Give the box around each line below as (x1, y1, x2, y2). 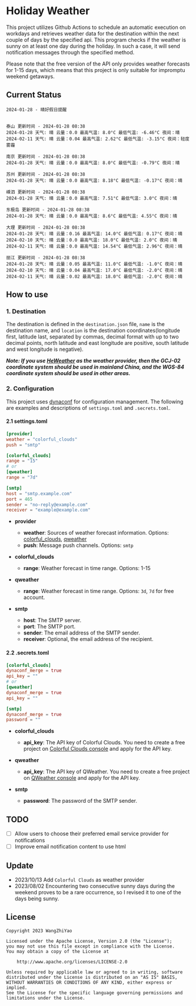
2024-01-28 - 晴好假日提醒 (6, 106, 67, 113)
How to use (6, 289, 48, 299)
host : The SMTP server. (23, 617, 82, 624)
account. (23, 594, 45, 601)
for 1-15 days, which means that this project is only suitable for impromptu (6, 66, 185, 73)
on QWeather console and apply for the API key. (23, 774, 140, 782)
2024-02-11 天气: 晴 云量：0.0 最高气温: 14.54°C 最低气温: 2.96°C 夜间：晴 (6, 243, 182, 249)
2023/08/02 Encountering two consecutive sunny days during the (14, 883, 175, 890)
